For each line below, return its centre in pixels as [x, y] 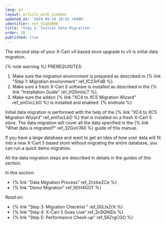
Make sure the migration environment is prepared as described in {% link [87, 76]
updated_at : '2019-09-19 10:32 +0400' [45, 19]
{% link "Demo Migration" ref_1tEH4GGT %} [57, 187]
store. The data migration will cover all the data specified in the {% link [77, 123]
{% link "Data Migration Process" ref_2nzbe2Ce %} [64, 182]
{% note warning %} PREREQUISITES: [44, 66]
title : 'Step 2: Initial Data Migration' [48, 28]
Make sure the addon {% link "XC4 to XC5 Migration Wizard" [74, 97]
